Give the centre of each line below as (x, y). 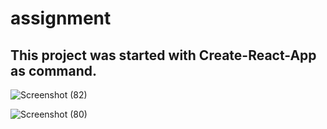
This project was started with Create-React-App (163, 55)
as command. (54, 70)
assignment (61, 18)
